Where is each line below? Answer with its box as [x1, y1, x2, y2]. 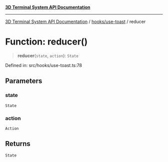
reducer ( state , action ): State [17, 52, 79, 58]
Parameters [5, 77, 42, 85]
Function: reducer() [5, 36, 88, 47]
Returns [5, 139, 31, 148]
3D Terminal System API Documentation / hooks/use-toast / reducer [5, 18, 146, 24]
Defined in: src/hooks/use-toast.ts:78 [5, 62, 82, 68]
